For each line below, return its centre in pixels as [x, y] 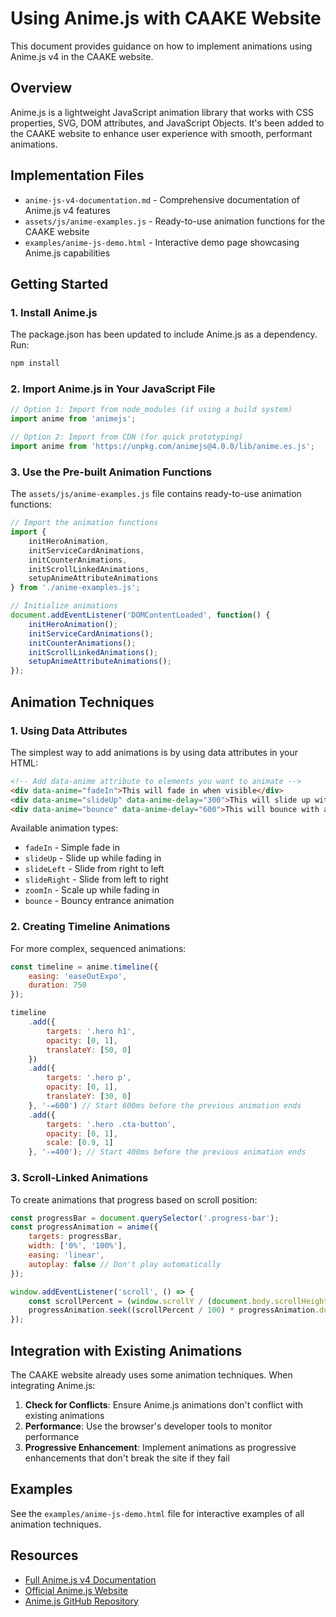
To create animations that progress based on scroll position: [134, 1199]
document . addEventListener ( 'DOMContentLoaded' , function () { [140, 615]
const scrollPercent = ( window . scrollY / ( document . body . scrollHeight [178, 1301]
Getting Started [59, 283]
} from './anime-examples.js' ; [75, 588]
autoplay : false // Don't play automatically [125, 1264]
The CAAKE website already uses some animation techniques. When [151, 1374]
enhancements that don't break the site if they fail [127, 1458]
